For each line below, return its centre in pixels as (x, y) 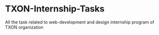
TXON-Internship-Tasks (55, 9)
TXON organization (24, 27)
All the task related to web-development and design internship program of (80, 22)
